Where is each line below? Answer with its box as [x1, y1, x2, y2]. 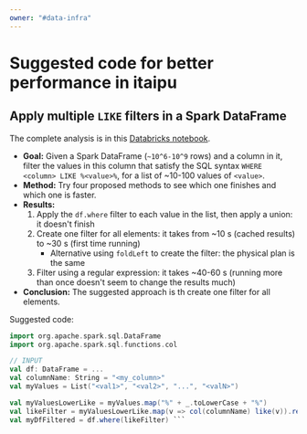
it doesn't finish [36, 218, 95, 229]
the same [49, 257, 86, 268]
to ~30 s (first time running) [36, 238, 141, 249]
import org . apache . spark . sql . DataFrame [9, 331, 162, 341]
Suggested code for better [9, 52, 215, 73]
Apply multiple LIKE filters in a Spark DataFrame [9, 109, 287, 124]
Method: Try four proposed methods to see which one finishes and [22, 179, 277, 190]
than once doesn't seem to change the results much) [36, 276, 236, 288]
